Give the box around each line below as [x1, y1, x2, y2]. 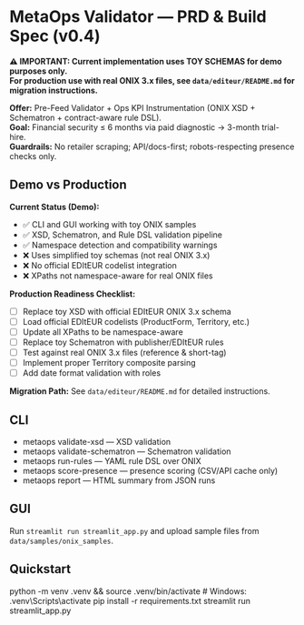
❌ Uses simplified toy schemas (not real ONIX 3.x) [22, 249, 211, 260]
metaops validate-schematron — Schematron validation [22, 446, 231, 457]
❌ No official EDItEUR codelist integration [22, 259, 177, 270]
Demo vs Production [9, 177, 127, 193]
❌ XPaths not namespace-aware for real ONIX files [22, 270, 213, 281]
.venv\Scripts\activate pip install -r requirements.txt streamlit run [9, 595, 251, 606]
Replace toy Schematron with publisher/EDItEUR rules [22, 337, 224, 348]
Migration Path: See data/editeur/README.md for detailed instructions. [9, 386, 270, 397]
